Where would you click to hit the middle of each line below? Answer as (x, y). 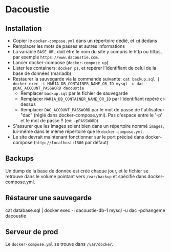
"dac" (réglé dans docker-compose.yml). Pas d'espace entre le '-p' (91, 115)
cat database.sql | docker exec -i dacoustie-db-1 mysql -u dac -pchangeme (85, 210)
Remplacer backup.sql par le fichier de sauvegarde (74, 93)
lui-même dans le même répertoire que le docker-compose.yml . (78, 131)
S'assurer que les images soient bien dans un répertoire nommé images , (88, 126)
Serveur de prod (32, 232)
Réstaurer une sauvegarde (49, 198)
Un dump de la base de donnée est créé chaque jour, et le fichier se (77, 171)
